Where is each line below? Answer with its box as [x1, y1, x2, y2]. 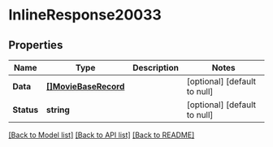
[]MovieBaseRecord [45, 81, 125, 92]
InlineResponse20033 [8, 6, 162, 24]
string [45, 104, 71, 115]
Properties [8, 38, 63, 52]
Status [12, 104, 39, 115]
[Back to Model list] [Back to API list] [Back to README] [8, 130, 195, 140]
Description [132, 63, 179, 73]
